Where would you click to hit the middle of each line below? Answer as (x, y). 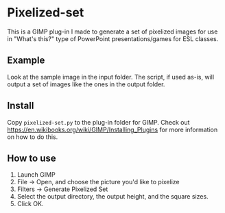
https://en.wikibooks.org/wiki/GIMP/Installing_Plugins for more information (113, 129)
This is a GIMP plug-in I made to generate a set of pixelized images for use (113, 32)
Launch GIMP (36, 175)
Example (26, 61)
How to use (32, 158)
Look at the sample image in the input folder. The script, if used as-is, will (111, 77)
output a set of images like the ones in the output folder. (86, 84)
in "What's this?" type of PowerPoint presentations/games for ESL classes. (113, 38)
